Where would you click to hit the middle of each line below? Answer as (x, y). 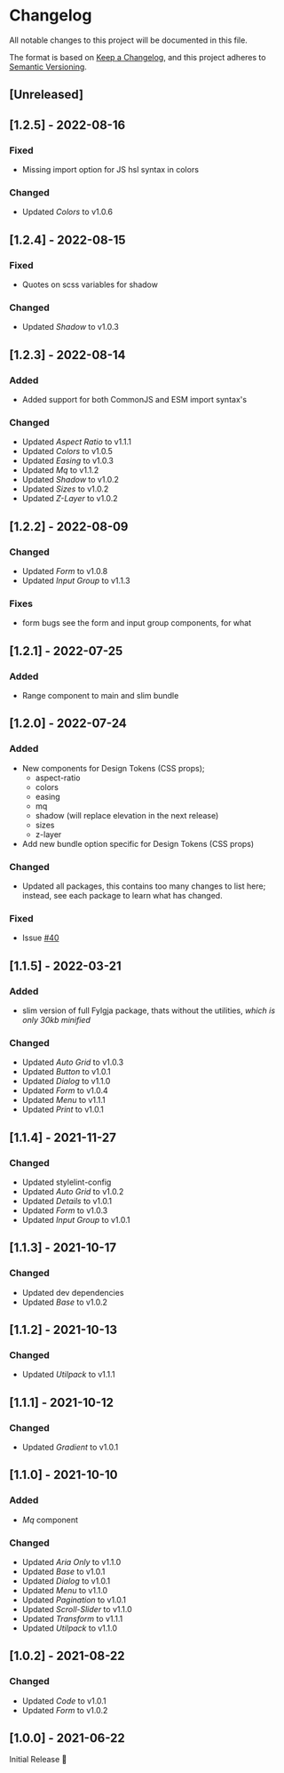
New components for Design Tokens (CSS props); (113, 768)
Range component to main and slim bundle (100, 695)
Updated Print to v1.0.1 (63, 1110)
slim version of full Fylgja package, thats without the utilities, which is (149, 1010)
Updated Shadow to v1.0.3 (71, 327)
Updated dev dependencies (73, 1292)
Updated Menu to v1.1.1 (63, 1100)
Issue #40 (40, 938)
